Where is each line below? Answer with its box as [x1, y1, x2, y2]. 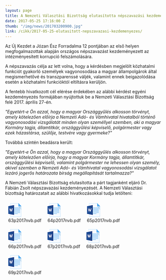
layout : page [5, 8, 32, 13]
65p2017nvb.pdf [86, 218, 120, 224]
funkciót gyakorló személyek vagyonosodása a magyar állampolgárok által [5, 68, 157, 74]
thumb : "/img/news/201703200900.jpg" [5, 24, 83, 29]
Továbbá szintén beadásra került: [5, 139, 73, 146]
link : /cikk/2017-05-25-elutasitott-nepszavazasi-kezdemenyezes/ [5, 29, 142, 34]
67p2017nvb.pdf [47, 243, 81, 250]
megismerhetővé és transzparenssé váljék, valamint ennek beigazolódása [5, 74, 156, 80]
